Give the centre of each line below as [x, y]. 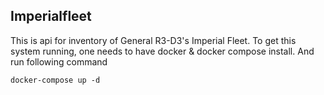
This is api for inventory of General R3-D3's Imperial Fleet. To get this [153, 40]
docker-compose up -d [55, 80]
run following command [59, 61]
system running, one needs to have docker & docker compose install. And [162, 51]
